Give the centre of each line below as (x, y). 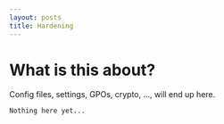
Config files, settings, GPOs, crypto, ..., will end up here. (112, 95)
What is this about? (83, 70)
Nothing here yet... (48, 111)
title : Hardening (41, 26)
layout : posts (36, 17)
